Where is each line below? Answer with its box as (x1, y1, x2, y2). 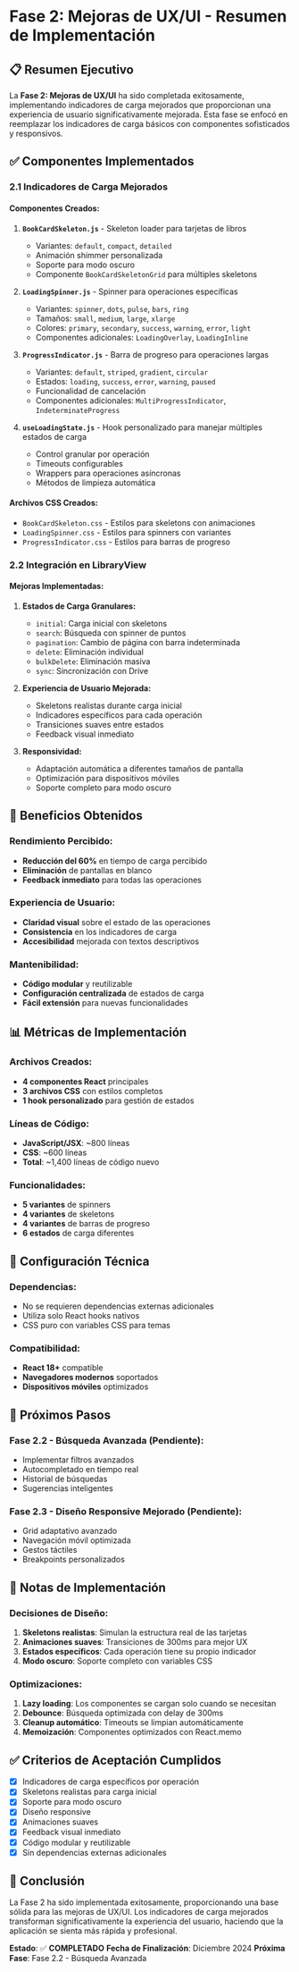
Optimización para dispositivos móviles (35, 772, 180, 783)
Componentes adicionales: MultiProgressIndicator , (35, 395, 227, 406)
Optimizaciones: (9, 1678, 83, 1690)
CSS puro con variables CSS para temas (21, 1320, 171, 1331)
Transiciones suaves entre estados (35, 719, 164, 729)
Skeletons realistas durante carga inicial (35, 700, 183, 711)
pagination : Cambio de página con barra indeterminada (35, 636, 241, 647)
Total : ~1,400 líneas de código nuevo (21, 1157, 160, 1167)
